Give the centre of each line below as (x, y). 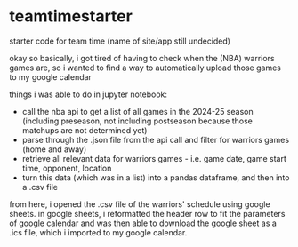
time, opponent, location (67, 168)
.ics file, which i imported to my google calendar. (98, 232)
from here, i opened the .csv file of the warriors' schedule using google (140, 204)
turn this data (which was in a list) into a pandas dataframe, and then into (156, 177)
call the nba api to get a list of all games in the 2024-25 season (137, 111)
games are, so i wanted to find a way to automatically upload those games (145, 68)
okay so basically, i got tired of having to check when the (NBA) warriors (142, 58)
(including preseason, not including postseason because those (137, 121)
